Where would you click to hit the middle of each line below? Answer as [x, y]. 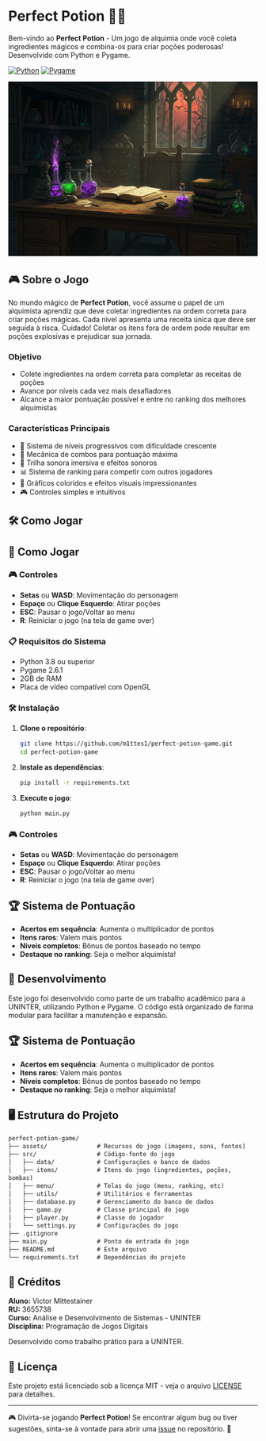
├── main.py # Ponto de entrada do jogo [99, 1242]
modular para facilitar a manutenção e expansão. [88, 1015]
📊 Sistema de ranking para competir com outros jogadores [116, 471]
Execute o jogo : [46, 798]
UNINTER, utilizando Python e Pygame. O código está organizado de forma [131, 1006]
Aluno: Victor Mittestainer [51, 1301]
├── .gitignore [33, 1234]
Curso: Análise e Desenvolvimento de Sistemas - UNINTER [104, 1318]
